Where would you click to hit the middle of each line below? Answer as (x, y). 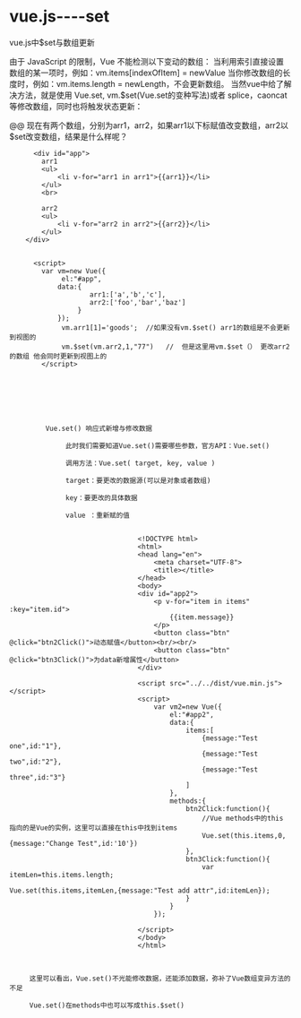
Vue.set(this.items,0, (244, 835)
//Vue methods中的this (242, 818)
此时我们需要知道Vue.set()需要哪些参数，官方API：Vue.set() (168, 445)
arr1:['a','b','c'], (128, 294)
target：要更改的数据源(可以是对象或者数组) (138, 480)
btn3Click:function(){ (228, 859)
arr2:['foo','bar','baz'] (138, 302)
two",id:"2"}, (36, 762)
